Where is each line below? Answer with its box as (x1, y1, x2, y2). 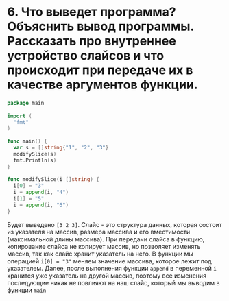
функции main (7, 286, 47, 294)
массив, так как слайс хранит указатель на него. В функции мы (7, 250, 194, 258)
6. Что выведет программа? (7, 4, 176, 20)
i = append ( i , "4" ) (13, 189, 69, 196)
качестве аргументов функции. (7, 77, 199, 93)
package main (7, 99, 45, 106)
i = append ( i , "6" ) (13, 202, 69, 208)
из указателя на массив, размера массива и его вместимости (7, 228, 191, 236)
